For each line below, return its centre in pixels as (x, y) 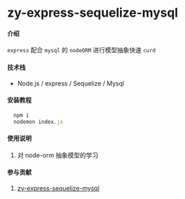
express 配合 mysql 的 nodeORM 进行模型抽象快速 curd (81, 50)
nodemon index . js (38, 122)
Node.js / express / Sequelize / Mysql (71, 83)
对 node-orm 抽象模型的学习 (58, 155)
